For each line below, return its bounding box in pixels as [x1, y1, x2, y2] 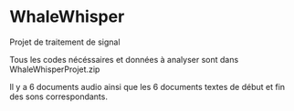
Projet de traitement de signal [9, 36, 121, 47]
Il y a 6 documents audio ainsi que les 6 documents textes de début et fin [9, 81, 286, 92]
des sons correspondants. [9, 91, 108, 102]
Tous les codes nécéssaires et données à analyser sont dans [9, 54, 239, 65]
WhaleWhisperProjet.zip [9, 64, 100, 75]
